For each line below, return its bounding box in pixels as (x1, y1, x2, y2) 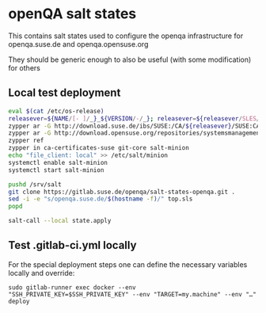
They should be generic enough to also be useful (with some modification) (8, 55, 252, 64)
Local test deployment (8, 86, 121, 100)
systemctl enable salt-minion (8, 158, 108, 166)
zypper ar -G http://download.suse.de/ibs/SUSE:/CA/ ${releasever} (8, 122, 232, 130)
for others (8, 63, 41, 72)
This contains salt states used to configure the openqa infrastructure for (8, 31, 244, 40)
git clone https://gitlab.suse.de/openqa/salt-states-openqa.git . (8, 188, 236, 196)
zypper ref (8, 136, 44, 145)
